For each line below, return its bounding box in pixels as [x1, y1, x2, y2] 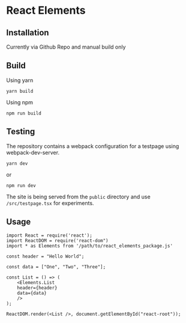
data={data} [17, 290, 47, 297]
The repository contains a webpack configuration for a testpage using [6, 142, 179, 150]
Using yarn [6, 76, 34, 84]
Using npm [6, 98, 34, 105]
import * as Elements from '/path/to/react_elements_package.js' [6, 243, 173, 249]
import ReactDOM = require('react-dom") [6, 238, 109, 244]
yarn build [6, 88, 34, 94]
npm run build [6, 110, 42, 116]
